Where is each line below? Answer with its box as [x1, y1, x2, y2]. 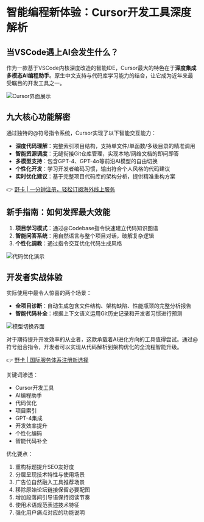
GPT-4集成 [15, 415, 43, 422]
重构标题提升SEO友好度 [15, 464, 74, 471]
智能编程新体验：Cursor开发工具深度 [6, 5, 192, 19]
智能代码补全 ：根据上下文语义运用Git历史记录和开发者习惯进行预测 [15, 310, 183, 317]
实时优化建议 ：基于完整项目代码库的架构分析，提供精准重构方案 [15, 172, 175, 180]
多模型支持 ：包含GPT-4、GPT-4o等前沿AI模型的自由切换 [15, 157, 158, 164]
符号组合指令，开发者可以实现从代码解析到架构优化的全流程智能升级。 [6, 344, 183, 351]
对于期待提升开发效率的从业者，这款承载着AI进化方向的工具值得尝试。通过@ [6, 336, 198, 343]
